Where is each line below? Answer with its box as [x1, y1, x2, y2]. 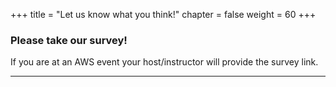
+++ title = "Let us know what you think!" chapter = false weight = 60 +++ [10, 9, 317, 20]
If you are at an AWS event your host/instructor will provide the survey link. [10, 56, 319, 68]
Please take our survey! [10, 33, 128, 47]
